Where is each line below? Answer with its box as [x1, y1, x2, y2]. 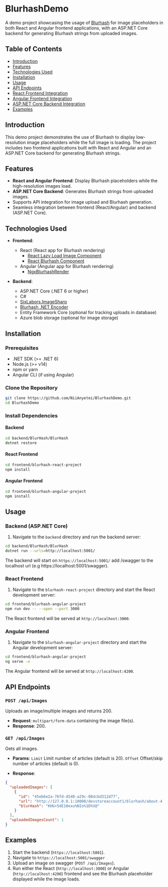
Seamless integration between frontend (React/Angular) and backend [12, 204, 156, 211]
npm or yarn [12, 366, 38, 372]
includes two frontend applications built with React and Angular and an [5, 144, 151, 151]
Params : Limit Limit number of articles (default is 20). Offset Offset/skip [12, 756, 163, 762]
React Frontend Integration [12, 90, 68, 96]
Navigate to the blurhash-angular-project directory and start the [12, 639, 147, 645]
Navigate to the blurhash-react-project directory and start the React [12, 586, 155, 593]
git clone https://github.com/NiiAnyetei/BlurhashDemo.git [5, 396, 131, 401]
